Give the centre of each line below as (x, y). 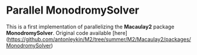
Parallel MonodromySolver (73, 10)
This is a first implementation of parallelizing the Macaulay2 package (90, 27)
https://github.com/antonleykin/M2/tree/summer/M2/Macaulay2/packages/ (100, 39)
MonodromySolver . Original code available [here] (67, 33)
